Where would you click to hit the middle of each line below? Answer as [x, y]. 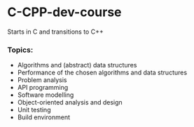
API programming [43, 88]
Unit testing [34, 110]
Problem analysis [42, 80]
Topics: [20, 50]
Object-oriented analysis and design [70, 102]
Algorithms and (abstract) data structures [77, 65]
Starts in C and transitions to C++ [55, 32]
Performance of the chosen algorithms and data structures [102, 73]
